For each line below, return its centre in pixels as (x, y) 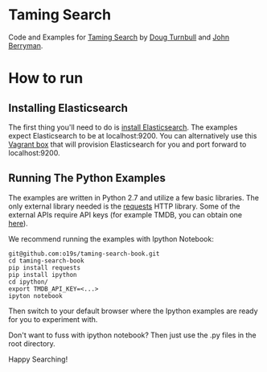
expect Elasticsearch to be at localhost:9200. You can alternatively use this (133, 135)
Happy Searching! (38, 359)
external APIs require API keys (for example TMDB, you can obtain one (125, 214)
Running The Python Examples (87, 178)
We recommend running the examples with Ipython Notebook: (111, 238)
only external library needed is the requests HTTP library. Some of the (124, 206)
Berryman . (26, 45)
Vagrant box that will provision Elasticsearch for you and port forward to (127, 144)
